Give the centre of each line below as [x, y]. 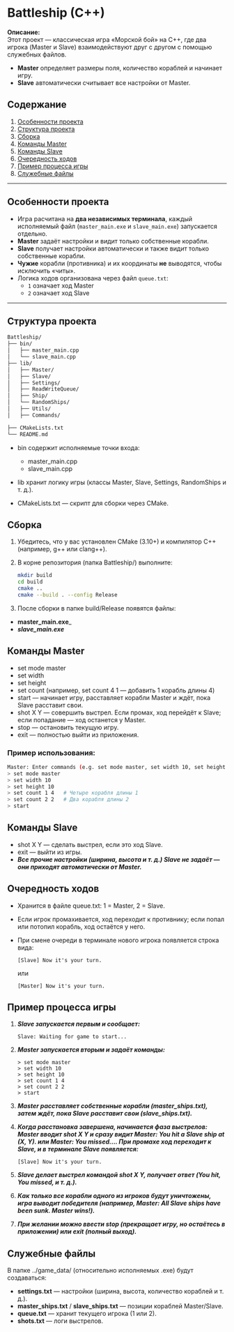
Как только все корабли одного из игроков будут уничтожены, [114, 1196]
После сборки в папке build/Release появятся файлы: [96, 608]
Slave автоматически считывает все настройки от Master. [104, 82]
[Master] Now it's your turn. [61, 986]
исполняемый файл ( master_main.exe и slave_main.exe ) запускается [117, 226]
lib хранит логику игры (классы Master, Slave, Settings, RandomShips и [122, 482]
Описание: [24, 32]
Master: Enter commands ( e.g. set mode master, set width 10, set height [117, 767]
